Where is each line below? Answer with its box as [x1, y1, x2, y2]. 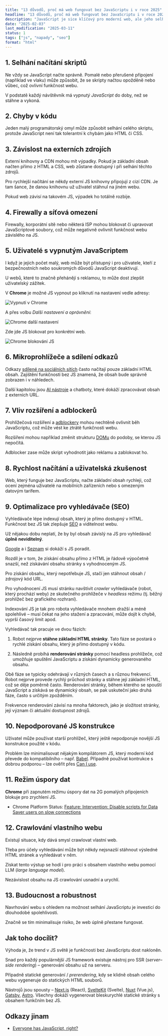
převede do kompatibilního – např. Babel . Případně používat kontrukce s [5, 755, 153, 761]
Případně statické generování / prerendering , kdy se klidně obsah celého [5, 972, 155, 978]
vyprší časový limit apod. [5, 617, 56, 623]
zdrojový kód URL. [5, 576, 43, 582]
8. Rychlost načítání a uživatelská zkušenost [5, 464, 147, 472]
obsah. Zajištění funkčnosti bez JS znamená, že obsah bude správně [5, 371, 147, 377]
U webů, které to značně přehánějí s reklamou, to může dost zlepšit [5, 275, 144, 281]
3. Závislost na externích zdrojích [5, 145, 111, 153]
